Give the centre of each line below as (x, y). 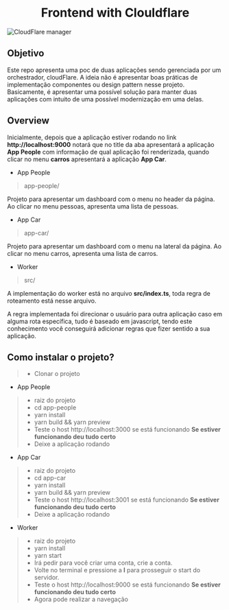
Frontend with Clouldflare (115, 13)
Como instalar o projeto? (61, 357)
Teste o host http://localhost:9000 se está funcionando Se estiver (128, 585)
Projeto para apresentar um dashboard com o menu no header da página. (111, 199)
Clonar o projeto (57, 374)
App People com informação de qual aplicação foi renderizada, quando (108, 152)
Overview (28, 121)
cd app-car (50, 478)
